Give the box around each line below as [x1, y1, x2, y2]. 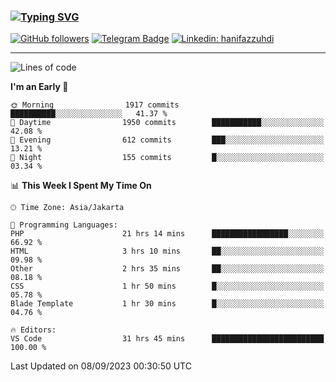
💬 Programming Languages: [10, 220, 118, 230]
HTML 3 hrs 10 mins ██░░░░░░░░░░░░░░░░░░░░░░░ [10, 246, 325, 257]
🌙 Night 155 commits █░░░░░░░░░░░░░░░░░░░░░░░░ [10, 153, 325, 163]
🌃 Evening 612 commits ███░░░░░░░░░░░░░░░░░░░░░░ [10, 135, 325, 145]
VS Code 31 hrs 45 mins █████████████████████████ [10, 334, 325, 344]
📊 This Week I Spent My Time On [10, 180, 152, 192]
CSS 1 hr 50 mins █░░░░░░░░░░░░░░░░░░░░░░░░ [10, 281, 325, 292]
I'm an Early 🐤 [10, 81, 69, 93]
